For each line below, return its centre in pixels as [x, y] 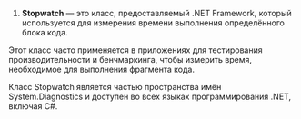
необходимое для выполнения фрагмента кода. [101, 69]
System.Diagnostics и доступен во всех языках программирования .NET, [150, 96]
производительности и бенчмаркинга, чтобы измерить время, [130, 59]
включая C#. [33, 106]
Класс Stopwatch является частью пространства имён [115, 87]
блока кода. [45, 32]
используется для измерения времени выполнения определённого [153, 23]
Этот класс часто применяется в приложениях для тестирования [135, 50]
